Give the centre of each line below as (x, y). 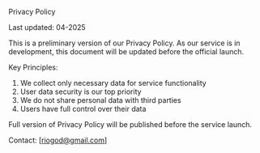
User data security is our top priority (81, 91)
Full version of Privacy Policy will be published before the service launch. (130, 124)
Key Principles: (33, 67)
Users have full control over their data (83, 109)
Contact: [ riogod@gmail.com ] (58, 140)
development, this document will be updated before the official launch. (126, 51)
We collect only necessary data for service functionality (113, 83)
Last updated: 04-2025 (47, 27)
